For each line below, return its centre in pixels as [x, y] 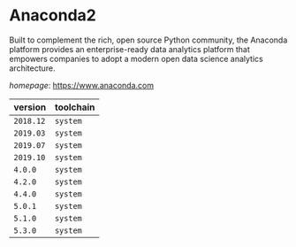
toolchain [75, 107]
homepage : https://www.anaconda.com [82, 85]
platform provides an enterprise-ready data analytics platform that [129, 49]
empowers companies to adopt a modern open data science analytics [136, 58]
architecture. [32, 68]
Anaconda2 [53, 15]
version [30, 107]
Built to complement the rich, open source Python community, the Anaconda [148, 40]
